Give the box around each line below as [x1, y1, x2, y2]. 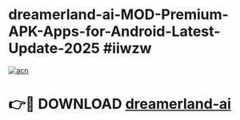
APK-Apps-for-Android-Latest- [8, 22, 221, 41]
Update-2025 [8, 40, 100, 57]
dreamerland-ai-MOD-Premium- [8, 6, 230, 24]
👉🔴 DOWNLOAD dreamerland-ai [8, 95, 232, 113]
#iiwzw [102, 40, 152, 57]
